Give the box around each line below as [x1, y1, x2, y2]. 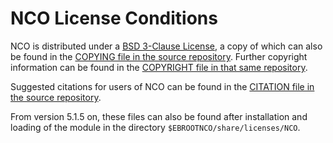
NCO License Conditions [10, 7, 218, 30]
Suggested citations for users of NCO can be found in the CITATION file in [10, 80, 315, 92]
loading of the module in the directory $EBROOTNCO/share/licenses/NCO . [10, 121, 301, 133]
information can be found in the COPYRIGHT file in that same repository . [10, 61, 308, 73]
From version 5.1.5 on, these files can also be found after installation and [10, 110, 308, 122]
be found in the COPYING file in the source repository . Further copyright [10, 50, 308, 62]
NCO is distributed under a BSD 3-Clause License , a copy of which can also [10, 40, 323, 52]
